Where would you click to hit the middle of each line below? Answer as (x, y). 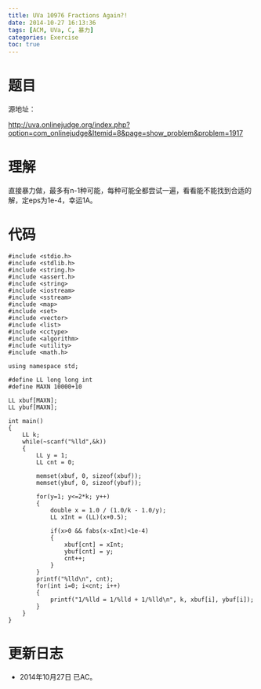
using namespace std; (43, 366)
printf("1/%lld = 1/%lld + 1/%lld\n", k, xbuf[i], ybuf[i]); (152, 600)
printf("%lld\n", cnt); (75, 579)
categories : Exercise (43, 37)
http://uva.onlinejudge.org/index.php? (69, 125)
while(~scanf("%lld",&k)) (65, 441)
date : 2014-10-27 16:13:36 (52, 23)
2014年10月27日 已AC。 (58, 676)
